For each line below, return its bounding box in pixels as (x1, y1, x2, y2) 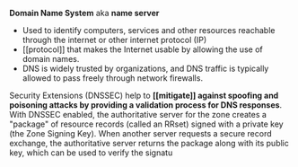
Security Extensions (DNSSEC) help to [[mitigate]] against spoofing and (9, 90, 279, 101)
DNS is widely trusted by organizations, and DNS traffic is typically (22, 63, 269, 74)
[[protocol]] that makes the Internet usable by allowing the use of (22, 44, 263, 55)
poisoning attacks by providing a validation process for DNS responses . (9, 100, 283, 110)
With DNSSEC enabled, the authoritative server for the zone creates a (9, 110, 267, 119)
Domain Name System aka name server (9, 8, 160, 18)
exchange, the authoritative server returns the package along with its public (9, 138, 289, 148)
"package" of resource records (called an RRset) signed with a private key (9, 119, 285, 129)
